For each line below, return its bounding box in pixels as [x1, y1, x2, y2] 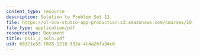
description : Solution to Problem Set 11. [6, 14, 113, 20]
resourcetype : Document [6, 30, 65, 36]
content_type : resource [6, 8, 65, 15]
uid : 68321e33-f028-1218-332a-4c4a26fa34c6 [6, 41, 115, 47]
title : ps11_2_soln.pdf [6, 36, 65, 41]
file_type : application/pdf [6, 24, 76, 31]
